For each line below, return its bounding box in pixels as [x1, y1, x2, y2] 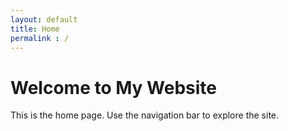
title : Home [10, 24, 60, 34]
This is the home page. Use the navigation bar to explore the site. [10, 109, 280, 121]
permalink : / [10, 33, 70, 43]
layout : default [10, 14, 78, 25]
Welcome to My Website [10, 76, 217, 99]
